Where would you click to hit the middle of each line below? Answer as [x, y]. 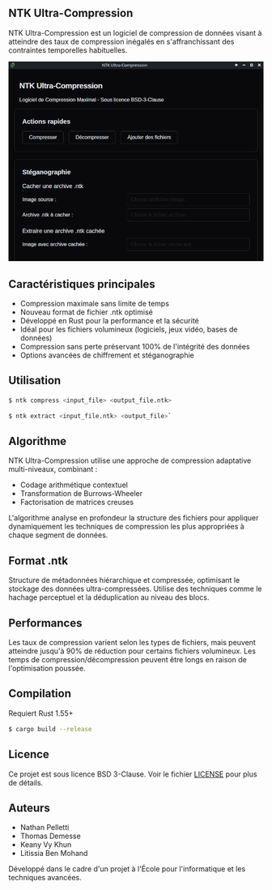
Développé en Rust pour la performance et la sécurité [110, 321]
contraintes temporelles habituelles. [68, 50]
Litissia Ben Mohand [54, 854]
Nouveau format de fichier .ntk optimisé [87, 312]
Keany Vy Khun [46, 845]
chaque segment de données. [58, 535]
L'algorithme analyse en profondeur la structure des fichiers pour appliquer [134, 518]
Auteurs [30, 808]
